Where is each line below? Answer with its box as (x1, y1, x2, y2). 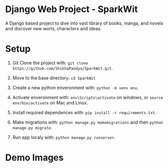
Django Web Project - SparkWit (5, 4, 138, 15)
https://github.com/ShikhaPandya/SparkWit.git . (12, 65, 113, 71)
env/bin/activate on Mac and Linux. (12, 100, 88, 106)
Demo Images (5, 152, 64, 163)
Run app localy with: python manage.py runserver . (12, 134, 116, 140)
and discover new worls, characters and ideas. (5, 25, 102, 31)
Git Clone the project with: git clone (12, 59, 88, 66)
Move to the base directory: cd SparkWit (12, 74, 96, 81)
